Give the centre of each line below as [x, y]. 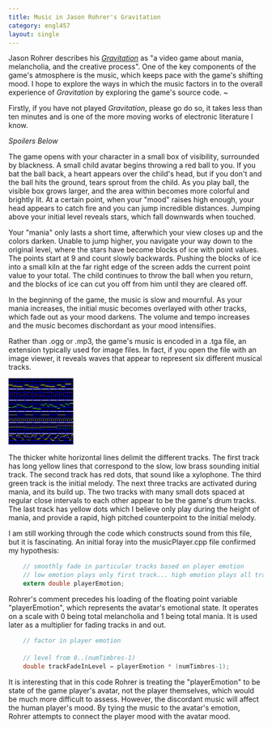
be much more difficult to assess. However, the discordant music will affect [134, 699]
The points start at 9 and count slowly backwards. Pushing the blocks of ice [135, 258]
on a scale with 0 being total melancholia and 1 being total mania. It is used [133, 616]
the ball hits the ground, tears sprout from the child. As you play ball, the [129, 183]
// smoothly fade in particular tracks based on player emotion [134, 566]
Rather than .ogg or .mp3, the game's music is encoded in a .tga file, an [127, 341]
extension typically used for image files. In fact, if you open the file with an [132, 350]
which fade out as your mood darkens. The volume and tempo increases [129, 317]
